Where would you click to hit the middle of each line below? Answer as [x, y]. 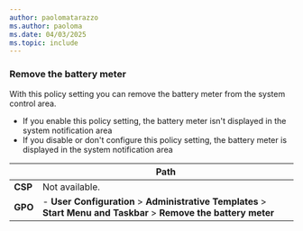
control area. [33, 103]
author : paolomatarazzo [54, 18]
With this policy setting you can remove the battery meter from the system [147, 93]
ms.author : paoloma [46, 26]
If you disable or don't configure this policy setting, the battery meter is [154, 139]
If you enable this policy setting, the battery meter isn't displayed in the [154, 120]
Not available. [71, 187]
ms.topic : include [44, 43]
